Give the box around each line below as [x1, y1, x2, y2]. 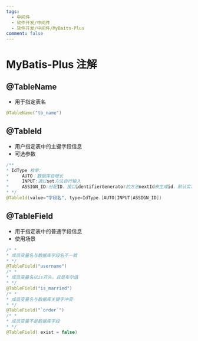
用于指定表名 [14, 98, 46, 105]
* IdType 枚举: [6, 167, 42, 173]
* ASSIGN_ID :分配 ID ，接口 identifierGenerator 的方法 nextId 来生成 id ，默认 [6, 184, 187, 190]
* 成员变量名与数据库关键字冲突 [6, 296, 73, 302]
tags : [6, 8, 19, 15]
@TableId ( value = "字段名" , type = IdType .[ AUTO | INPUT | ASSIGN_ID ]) [6, 195, 162, 201]
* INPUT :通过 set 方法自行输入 [6, 178, 81, 184]
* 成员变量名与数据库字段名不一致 [6, 252, 78, 258]
